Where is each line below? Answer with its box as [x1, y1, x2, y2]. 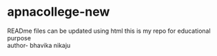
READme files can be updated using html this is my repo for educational [7, 27, 211, 35]
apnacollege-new [7, 4, 110, 20]
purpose [7, 33, 31, 42]
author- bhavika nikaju [7, 41, 71, 49]
